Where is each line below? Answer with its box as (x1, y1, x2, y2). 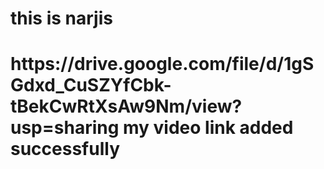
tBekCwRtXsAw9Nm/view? (10, 95, 243, 118)
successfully (10, 138, 120, 161)
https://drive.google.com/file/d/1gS (10, 53, 315, 76)
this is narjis (10, 7, 113, 30)
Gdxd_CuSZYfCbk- (10, 74, 172, 97)
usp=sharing (10, 117, 120, 139)
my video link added (123, 117, 294, 139)
